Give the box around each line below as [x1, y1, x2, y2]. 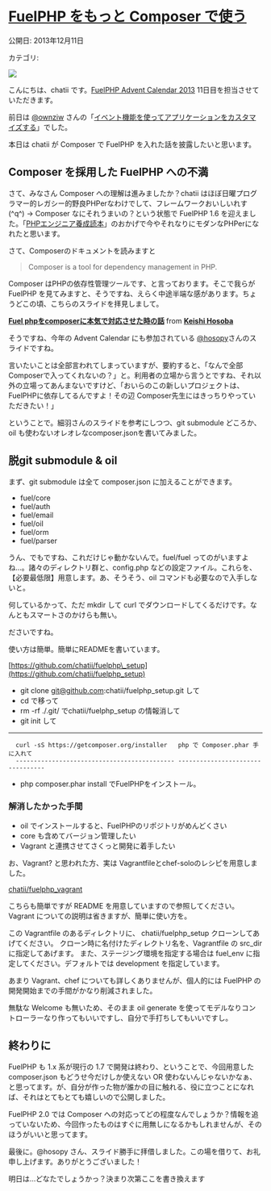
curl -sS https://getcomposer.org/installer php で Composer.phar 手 [15, 741, 260, 749]
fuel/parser [19, 536, 58, 545]
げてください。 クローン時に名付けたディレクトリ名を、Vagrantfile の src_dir [8, 938, 262, 948]
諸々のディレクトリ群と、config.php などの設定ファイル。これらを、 [28, 562, 256, 572]
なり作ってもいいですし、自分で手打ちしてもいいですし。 [43, 1013, 233, 1022]
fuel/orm [19, 527, 50, 537]
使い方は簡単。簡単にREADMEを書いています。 [8, 644, 165, 654]
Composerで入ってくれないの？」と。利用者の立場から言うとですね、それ [8, 370, 255, 380]
